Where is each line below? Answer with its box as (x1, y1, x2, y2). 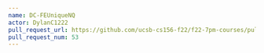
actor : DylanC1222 (8, 19, 68, 26)
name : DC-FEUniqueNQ (8, 11, 76, 19)
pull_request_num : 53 (8, 33, 79, 41)
